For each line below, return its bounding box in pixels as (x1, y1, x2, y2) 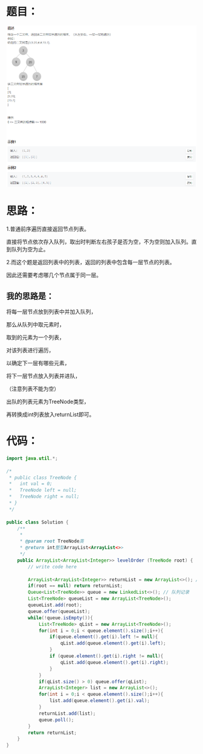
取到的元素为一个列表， (6, 334, 65, 341)
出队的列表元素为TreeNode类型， (6, 398, 89, 405)
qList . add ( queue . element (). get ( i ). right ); (60, 659, 169, 665)
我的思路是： (6, 291, 54, 301)
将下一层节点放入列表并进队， (6, 372, 80, 380)
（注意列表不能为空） (6, 385, 59, 392)
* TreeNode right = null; (8, 493, 80, 500)
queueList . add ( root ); (28, 602, 83, 608)
